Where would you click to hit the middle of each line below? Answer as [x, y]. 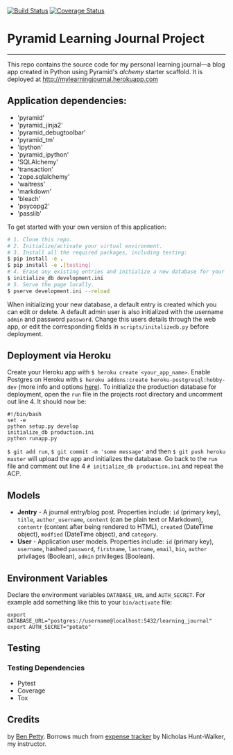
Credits [24, 720]
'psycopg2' [33, 206]
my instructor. [27, 744]
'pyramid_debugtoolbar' [51, 132]
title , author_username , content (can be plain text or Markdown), [110, 519]
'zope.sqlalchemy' [43, 176]
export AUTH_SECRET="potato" [49, 627]
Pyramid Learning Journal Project [106, 39]
